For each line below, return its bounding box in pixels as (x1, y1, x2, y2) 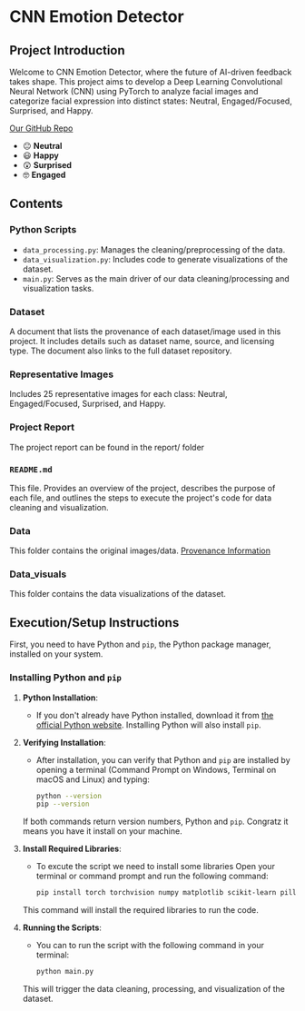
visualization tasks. (22, 282, 94, 293)
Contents (9, 196, 64, 212)
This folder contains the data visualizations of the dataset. (9, 589, 227, 600)
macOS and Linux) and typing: (35, 774, 150, 785)
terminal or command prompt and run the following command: (35, 870, 270, 882)
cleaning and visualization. (9, 501, 109, 512)
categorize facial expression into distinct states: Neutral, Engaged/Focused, (9, 95, 292, 106)
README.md (9, 464, 53, 474)
